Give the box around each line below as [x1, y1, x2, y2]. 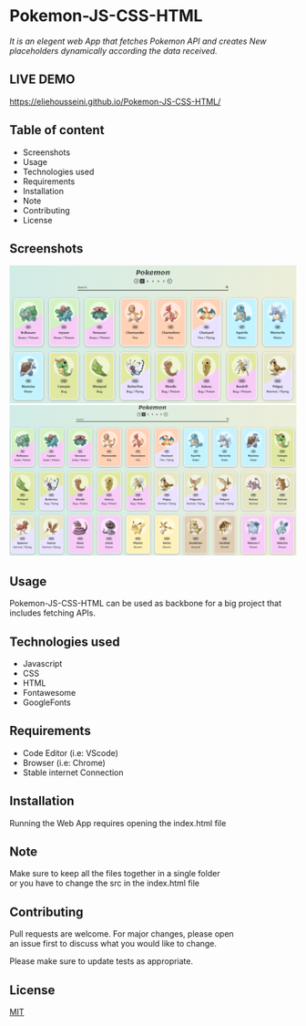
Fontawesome [22, 687, 76, 698]
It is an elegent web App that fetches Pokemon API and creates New [9, 36, 267, 47]
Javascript [22, 658, 63, 668]
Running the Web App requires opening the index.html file [9, 817, 227, 828]
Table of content [9, 122, 105, 138]
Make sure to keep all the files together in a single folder [9, 868, 220, 879]
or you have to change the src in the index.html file [9, 877, 200, 889]
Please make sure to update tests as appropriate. [9, 956, 194, 967]
